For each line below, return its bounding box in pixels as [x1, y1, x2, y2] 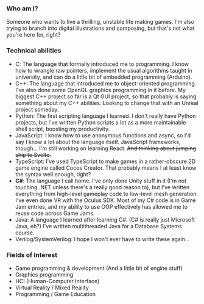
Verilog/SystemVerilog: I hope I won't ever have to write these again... [15, 235, 190, 242]
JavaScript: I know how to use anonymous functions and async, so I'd [15, 131, 191, 139]
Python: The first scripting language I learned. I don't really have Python [15, 112, 196, 120]
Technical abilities [6, 46, 62, 55]
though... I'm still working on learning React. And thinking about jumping [15, 145, 197, 152]
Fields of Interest [6, 250, 58, 259]
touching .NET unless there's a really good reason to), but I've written [15, 183, 190, 190]
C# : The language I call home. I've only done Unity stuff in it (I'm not [15, 177, 187, 184]
